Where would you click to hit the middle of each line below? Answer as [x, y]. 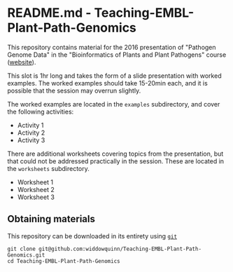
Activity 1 [30, 125]
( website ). [22, 62]
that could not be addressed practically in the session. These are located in [116, 161]
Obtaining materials [51, 219]
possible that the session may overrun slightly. [74, 90]
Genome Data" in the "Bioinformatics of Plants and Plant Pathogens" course [117, 55]
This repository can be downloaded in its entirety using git [92, 236]
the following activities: [41, 111]
